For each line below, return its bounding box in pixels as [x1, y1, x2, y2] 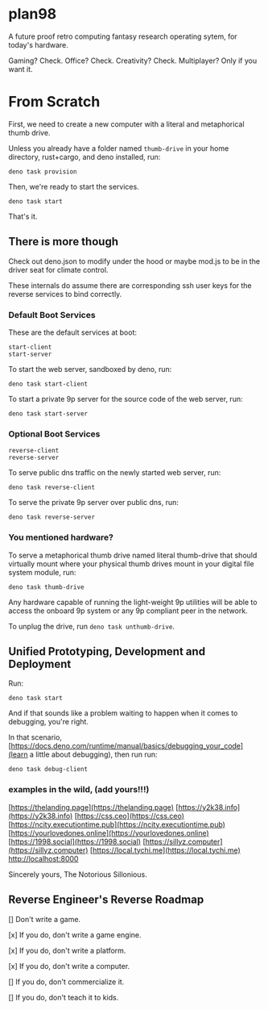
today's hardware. [8, 40, 68, 49]
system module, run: [8, 567, 76, 577]
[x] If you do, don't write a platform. [8, 945, 126, 955]
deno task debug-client [8, 766, 89, 774]
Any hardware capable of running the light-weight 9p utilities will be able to [8, 597, 258, 607]
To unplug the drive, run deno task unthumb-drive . [8, 621, 175, 631]
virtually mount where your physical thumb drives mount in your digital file [8, 558, 255, 569]
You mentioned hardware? [8, 532, 114, 543]
